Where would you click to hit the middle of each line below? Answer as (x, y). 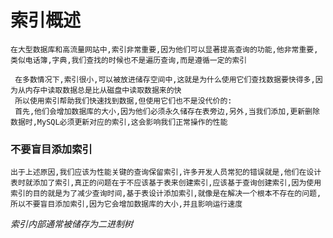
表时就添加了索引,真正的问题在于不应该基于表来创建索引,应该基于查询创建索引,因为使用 (166, 183)
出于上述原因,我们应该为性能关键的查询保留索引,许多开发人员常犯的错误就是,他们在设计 (166, 172)
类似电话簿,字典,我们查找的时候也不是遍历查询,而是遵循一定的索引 (129, 60)
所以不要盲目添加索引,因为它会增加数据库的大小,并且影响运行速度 (126, 204)
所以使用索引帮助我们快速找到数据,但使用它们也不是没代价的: (123, 101)
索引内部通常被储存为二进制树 (71, 224)
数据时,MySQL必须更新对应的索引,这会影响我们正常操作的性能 (119, 122)
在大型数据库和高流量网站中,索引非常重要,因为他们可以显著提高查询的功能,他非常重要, (164, 49)
